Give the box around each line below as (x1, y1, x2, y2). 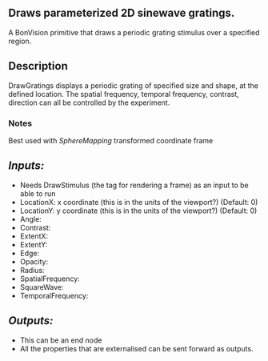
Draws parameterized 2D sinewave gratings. (8, 6, 235, 20)
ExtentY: (19, 239, 48, 249)
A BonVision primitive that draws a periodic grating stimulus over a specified (8, 27, 260, 37)
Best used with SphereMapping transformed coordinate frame (8, 135, 214, 145)
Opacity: (19, 256, 49, 267)
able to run (19, 188, 56, 199)
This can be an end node (19, 335, 102, 345)
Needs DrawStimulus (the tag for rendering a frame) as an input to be (19, 180, 250, 190)
